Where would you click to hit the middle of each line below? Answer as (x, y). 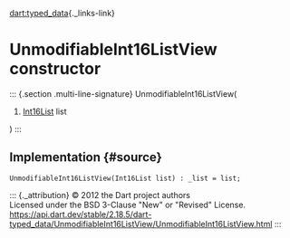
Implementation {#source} (86, 157)
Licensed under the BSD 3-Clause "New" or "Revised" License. (128, 205)
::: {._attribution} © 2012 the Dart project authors (100, 195)
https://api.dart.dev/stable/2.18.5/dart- (81, 214)
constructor (55, 69)
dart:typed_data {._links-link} (63, 13)
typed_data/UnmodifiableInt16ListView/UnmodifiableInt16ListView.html (141, 224)
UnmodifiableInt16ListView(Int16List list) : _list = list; (126, 178)
